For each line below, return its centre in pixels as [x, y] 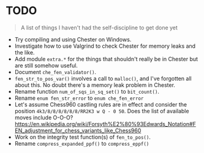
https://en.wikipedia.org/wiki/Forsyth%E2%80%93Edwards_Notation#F [105, 124]
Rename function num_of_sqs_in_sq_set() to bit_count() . [87, 91]
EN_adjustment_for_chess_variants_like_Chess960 [78, 130]
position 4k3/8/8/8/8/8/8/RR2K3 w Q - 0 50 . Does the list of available [102, 111]
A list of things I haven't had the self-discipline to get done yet [99, 28]
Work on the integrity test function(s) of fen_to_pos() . [83, 137]
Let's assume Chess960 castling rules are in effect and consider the [101, 104]
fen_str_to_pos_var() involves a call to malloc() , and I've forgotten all [103, 78]
